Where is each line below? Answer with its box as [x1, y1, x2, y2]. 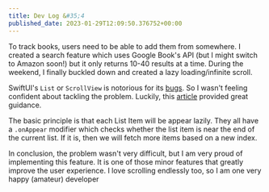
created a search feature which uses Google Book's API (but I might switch [8, 50, 258, 60]
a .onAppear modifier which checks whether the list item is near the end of [8, 124, 255, 134]
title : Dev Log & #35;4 [8, 11, 85, 20]
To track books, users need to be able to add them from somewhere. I [8, 41, 241, 51]
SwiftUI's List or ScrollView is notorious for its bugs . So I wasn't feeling [8, 82, 248, 93]
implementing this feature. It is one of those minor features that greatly [8, 157, 244, 166]
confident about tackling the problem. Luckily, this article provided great [8, 91, 249, 101]
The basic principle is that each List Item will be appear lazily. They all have [8, 115, 259, 125]
